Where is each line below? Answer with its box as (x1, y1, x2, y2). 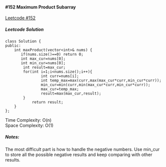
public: (5, 43, 21, 48)
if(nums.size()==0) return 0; (20, 52, 84, 57)
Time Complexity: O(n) (5, 117, 52, 123)
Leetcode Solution (5, 26, 44, 32)
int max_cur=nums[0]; (20, 56, 66, 62)
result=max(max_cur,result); (40, 91, 101, 96)
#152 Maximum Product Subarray (5, 4, 76, 10)
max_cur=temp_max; (40, 87, 79, 92)
